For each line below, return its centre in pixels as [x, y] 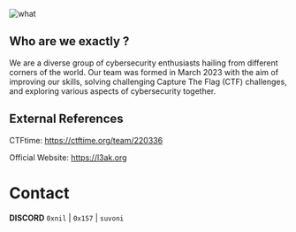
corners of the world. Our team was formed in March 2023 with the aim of [144, 72]
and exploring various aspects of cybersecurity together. [113, 91]
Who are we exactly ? [69, 41]
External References [66, 119]
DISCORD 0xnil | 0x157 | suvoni [67, 218]
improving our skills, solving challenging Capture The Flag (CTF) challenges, [148, 81]
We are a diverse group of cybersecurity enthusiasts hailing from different [144, 63]
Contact [39, 193]
